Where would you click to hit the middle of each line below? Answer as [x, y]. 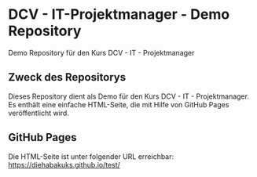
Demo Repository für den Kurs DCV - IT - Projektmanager [101, 52]
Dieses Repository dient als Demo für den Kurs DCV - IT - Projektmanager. [129, 96]
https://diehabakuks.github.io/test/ [64, 164]
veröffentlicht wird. [39, 113]
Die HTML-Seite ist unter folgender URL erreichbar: [91, 156]
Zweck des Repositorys [67, 77]
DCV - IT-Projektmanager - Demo [119, 14]
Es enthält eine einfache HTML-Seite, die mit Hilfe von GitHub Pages [119, 104]
